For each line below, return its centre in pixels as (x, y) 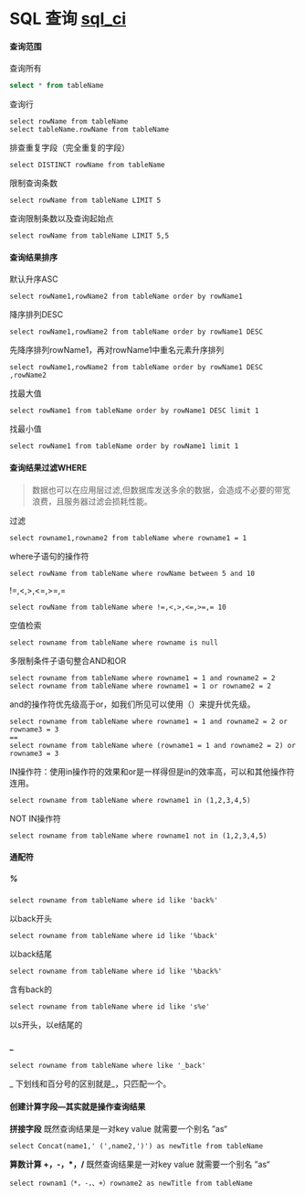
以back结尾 (31, 954)
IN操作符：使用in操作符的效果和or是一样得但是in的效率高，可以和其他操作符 (152, 771)
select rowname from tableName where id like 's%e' (110, 1007)
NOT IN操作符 (36, 818)
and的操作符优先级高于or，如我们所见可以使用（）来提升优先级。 (132, 704)
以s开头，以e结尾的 (46, 1025)
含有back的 (31, 989)
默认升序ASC (34, 279)
